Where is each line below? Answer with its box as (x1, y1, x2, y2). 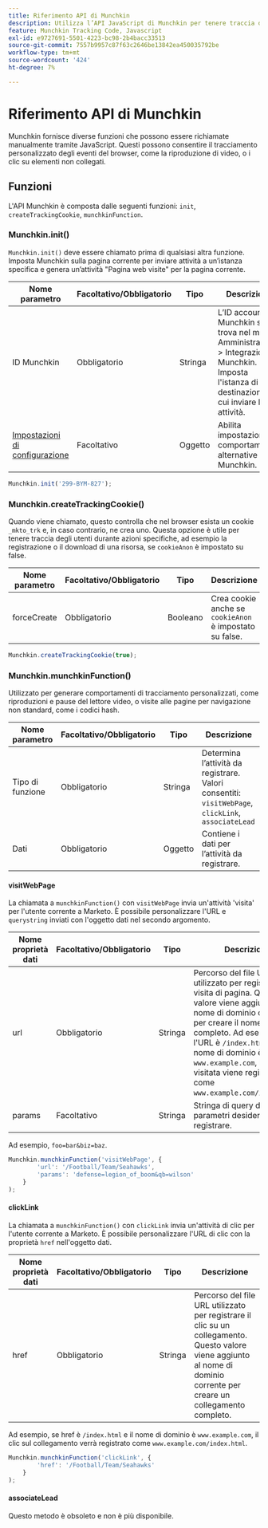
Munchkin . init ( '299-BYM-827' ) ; (8, 479, 112, 487)
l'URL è (193, 1038, 221, 1049)
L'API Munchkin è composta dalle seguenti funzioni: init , (8, 201, 196, 211)
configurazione (12, 449, 69, 460)
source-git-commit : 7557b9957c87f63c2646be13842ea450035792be (8, 41, 219, 49)
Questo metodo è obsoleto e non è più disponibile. (8, 1510, 174, 1520)
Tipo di (12, 777, 38, 788)
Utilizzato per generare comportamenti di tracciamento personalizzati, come (8, 688, 259, 698)
